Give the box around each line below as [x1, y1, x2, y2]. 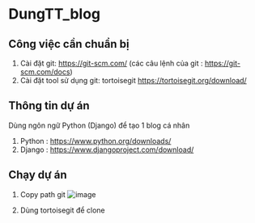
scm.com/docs [19, 67, 70, 77]
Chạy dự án [8, 168, 67, 182]
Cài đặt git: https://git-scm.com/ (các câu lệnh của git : [19, 58, 204, 68]
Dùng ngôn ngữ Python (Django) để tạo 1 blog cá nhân [8, 120, 190, 130]
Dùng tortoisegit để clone [19, 205, 105, 215]
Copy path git [19, 189, 66, 199]
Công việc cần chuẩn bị [8, 37, 130, 51]
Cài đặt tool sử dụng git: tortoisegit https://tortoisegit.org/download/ [19, 76, 247, 85]
